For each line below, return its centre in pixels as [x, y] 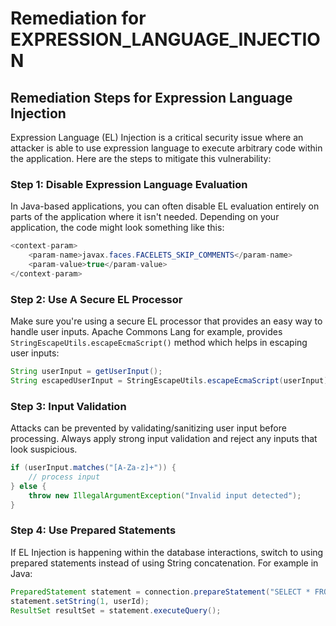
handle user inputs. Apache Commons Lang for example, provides [146, 332]
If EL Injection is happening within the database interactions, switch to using [167, 552]
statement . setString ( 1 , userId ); [80, 601]
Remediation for [78, 18]
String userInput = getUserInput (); [86, 372]
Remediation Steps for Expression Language [151, 97]
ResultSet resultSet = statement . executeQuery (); [116, 610]
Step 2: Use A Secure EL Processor [96, 299]
